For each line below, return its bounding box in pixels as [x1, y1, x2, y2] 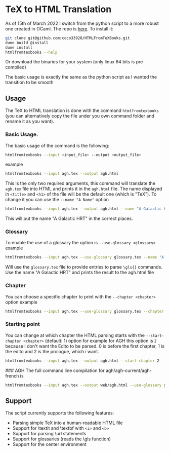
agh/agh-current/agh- [105, 367, 152, 373]
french [5, 372, 19, 379]
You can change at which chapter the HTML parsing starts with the [5, 332, 145, 338]
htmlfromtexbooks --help [5, 50, 58, 55]
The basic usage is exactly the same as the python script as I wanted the [5, 74, 157, 80]
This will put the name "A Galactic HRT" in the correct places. [5, 215, 133, 221]
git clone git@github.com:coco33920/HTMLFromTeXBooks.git [5, 35, 130, 41]
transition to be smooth [5, 80, 54, 86]
